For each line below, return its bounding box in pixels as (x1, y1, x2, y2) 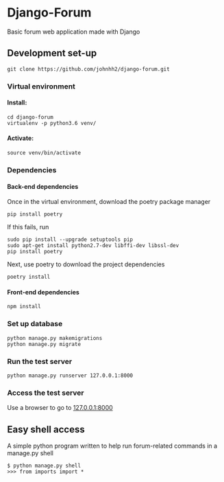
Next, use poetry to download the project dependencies (7, 260, 165, 268)
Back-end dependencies (7, 182, 79, 190)
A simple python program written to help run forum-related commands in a (7, 441, 218, 450)
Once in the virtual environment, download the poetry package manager (7, 198, 211, 206)
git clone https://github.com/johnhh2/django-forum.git (7, 65, 170, 73)
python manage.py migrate (7, 341, 81, 347)
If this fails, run (7, 223, 49, 231)
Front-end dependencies (7, 288, 80, 296)
